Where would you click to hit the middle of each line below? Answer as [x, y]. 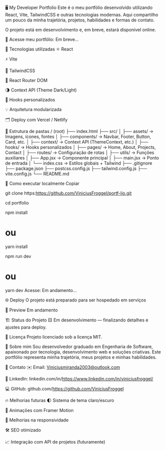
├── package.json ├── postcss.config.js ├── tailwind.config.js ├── [76, 168]
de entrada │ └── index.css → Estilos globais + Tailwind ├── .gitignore [79, 163]
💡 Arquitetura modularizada [33, 109]
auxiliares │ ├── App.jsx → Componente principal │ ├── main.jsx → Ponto [82, 158]
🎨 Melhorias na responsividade [37, 420]
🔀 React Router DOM [26, 80]
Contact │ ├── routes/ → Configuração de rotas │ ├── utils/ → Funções [80, 152]
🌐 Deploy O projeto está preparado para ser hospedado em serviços [76, 300]
